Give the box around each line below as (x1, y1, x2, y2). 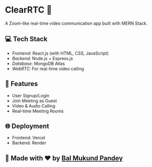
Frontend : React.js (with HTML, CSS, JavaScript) (12, 50, 109, 56)
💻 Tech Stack (5, 35, 48, 43)
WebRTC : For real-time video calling (12, 65, 84, 72)
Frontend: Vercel (12, 135, 45, 141)
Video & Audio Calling (12, 103, 55, 108)
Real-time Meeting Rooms (12, 108, 64, 114)
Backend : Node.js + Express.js (12, 55, 73, 61)
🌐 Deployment (5, 122, 49, 130)
